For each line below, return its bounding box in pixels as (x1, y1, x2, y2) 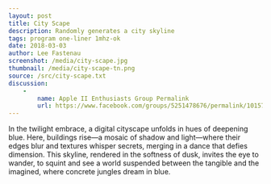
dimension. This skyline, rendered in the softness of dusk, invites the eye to (8, 150, 260, 160)
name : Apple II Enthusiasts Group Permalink (37, 94, 190, 102)
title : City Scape (8, 19, 70, 27)
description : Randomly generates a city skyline (8, 27, 175, 35)
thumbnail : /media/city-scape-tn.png (8, 65, 135, 73)
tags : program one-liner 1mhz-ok (8, 34, 121, 43)
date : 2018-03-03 (8, 42, 67, 50)
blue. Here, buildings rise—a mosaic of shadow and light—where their (8, 132, 241, 142)
